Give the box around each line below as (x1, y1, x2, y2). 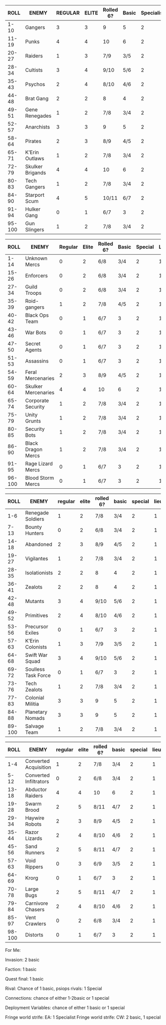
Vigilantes (25, 555, 48, 562)
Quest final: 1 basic (5, 976, 44, 981)
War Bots (25, 329, 46, 336)
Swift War (25, 652, 48, 658)
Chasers (25, 906, 45, 913)
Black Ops (25, 312, 49, 319)
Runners (25, 849, 45, 856)
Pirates (25, 138, 41, 144)
